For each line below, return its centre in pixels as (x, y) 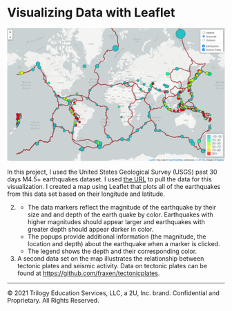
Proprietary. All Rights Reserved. (53, 300)
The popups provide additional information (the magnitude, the (117, 237)
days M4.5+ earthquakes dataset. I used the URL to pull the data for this (109, 179)
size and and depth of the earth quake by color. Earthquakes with (120, 214)
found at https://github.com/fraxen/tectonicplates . (88, 273)
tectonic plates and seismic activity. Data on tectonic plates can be (112, 265)
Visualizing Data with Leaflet (91, 13)
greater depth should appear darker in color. (90, 229)
